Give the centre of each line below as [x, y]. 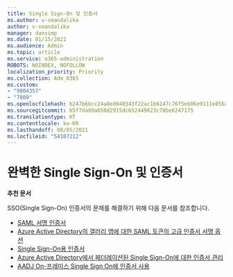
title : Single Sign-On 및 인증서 [53, 14]
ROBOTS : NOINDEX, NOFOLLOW [46, 65]
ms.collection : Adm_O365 [43, 78]
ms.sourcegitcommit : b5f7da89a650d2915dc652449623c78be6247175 [101, 110]
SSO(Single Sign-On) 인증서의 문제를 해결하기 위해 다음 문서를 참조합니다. [109, 208]
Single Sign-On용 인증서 [51, 249]
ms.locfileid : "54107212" [44, 136]
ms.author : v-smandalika [43, 20]
